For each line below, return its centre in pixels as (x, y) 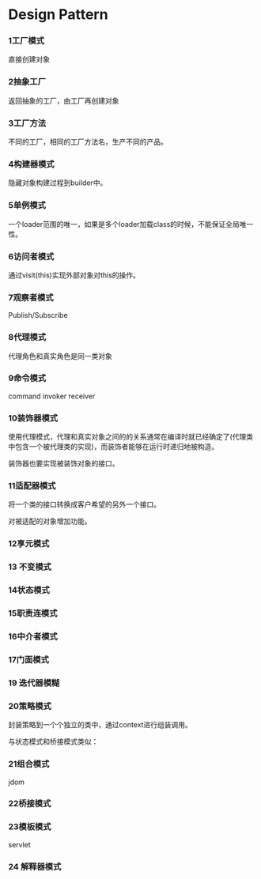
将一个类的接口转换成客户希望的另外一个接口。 (84, 504)
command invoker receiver (52, 396)
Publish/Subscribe (38, 315)
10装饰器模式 (33, 418)
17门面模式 (29, 659)
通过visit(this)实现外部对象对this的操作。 (74, 275)
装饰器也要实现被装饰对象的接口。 (64, 463)
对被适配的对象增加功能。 (50, 521)
